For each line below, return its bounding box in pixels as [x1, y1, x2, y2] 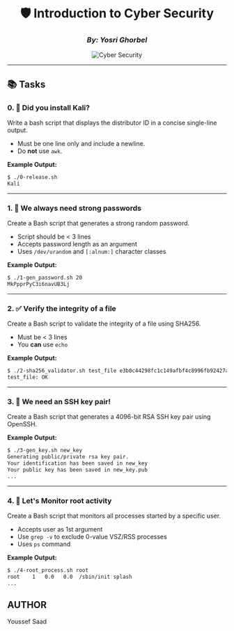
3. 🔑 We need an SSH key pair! [7, 397, 111, 406]
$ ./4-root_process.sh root [7, 566, 89, 574]
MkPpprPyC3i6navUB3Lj [7, 281, 70, 288]
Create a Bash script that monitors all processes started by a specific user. [7, 511, 221, 520]
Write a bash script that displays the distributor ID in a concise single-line [7, 119, 217, 127]
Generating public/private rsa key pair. [7, 454, 130, 461]
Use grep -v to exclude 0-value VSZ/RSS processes [17, 532, 167, 541]
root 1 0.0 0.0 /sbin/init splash [7, 573, 132, 580]
